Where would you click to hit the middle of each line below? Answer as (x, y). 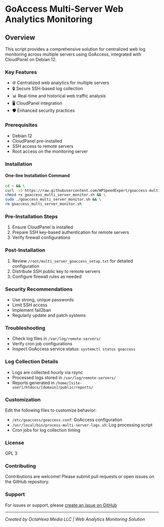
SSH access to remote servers (43, 146)
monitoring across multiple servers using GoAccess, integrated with (73, 54)
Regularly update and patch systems (49, 315)
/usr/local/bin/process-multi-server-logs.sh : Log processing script (82, 425)
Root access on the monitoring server (50, 151)
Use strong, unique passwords (43, 299)
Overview (20, 37)
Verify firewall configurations (41, 237)
